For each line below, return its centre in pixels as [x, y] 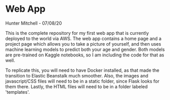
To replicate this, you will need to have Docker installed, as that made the [82, 70]
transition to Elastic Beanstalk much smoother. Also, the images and [77, 75]
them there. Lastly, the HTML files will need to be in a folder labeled [77, 86]
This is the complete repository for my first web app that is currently [77, 33]
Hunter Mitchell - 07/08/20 [34, 23]
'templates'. [17, 92]
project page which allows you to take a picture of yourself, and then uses [83, 44]
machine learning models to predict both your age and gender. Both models [85, 49]
